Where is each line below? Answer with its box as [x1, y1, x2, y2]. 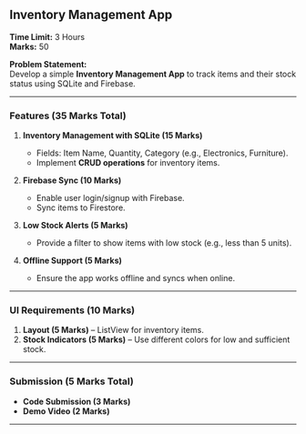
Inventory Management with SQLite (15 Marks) [22, 130, 203, 141]
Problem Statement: [9, 58, 87, 69]
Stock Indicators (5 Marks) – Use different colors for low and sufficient [22, 334, 291, 345]
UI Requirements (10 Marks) [9, 304, 136, 317]
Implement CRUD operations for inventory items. [36, 157, 220, 168]
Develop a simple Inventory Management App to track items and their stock [9, 68, 297, 79]
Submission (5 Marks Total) [9, 375, 134, 388]
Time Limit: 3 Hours [9, 31, 85, 42]
